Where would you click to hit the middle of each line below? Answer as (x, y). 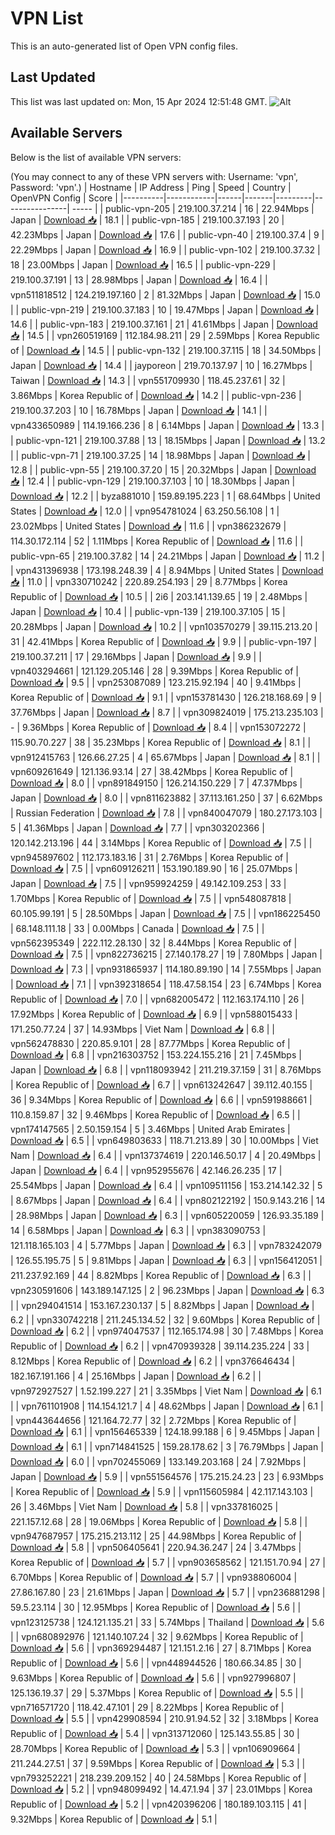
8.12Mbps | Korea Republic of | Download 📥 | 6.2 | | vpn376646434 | (153, 1361)
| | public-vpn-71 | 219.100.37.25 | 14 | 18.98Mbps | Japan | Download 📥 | (160, 455)
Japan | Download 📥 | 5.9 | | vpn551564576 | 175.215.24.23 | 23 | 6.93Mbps (167, 1476)
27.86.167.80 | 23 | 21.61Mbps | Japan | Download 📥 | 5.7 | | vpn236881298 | (168, 1592)
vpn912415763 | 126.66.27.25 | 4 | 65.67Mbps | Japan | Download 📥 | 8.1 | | (165, 757)
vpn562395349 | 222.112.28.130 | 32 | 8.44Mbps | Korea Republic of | (154, 943)
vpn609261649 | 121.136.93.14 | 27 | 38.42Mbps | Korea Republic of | (152, 771)
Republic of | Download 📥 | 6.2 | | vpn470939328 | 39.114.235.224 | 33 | (160, 1346)
